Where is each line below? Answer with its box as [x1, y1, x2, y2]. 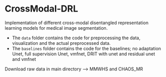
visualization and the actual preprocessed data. [12, 40, 111, 46]
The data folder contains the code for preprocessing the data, [12, 35, 141, 41]
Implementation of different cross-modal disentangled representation [5, 20, 149, 26]
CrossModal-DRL [5, 3, 79, 15]
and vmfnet [12, 56, 36, 62]
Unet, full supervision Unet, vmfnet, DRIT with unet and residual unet [12, 51, 155, 57]
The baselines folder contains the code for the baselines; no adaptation [12, 45, 161, 51]
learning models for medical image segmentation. [5, 25, 108, 31]
